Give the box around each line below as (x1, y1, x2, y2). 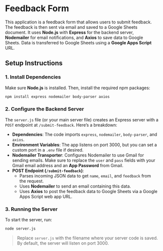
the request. (19, 178, 44, 184)
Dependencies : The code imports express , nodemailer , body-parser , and (12, 131, 157, 137)
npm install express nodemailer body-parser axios (5, 94, 110, 99)
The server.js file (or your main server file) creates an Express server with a (5, 116, 159, 122)
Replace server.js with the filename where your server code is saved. (17, 235, 158, 241)
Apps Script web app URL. (19, 193, 72, 199)
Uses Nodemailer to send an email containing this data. (19, 183, 131, 189)
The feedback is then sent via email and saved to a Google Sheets (5, 24, 138, 30)
